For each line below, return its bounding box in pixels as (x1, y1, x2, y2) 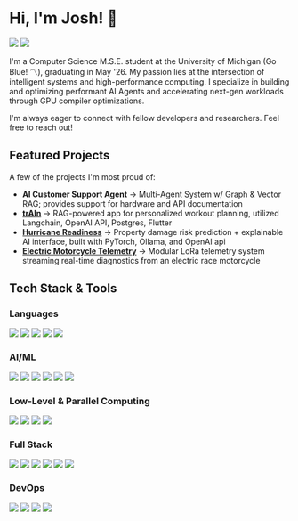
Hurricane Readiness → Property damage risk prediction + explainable (21, 226, 284, 237)
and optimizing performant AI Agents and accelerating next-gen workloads (9, 85, 285, 96)
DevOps (9, 482, 45, 494)
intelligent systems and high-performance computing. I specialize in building (9, 76, 290, 87)
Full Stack (9, 438, 53, 451)
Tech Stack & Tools (9, 281, 117, 297)
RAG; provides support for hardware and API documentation (21, 198, 243, 208)
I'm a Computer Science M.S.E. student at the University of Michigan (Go (9, 55, 277, 66)
